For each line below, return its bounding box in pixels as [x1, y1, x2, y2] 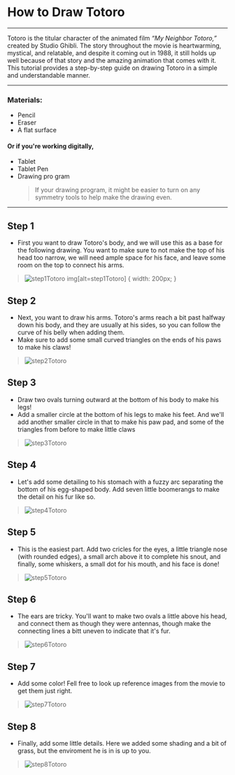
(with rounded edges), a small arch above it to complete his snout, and [17, 552, 221, 560]
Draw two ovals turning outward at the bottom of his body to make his [17, 395, 219, 404]
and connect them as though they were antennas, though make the [17, 620, 211, 628]
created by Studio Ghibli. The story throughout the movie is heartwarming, [7, 41, 222, 50]
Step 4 [7, 459, 37, 471]
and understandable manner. [7, 71, 91, 79]
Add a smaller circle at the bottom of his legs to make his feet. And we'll [17, 410, 225, 418]
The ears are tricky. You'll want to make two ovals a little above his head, [17, 612, 227, 620]
